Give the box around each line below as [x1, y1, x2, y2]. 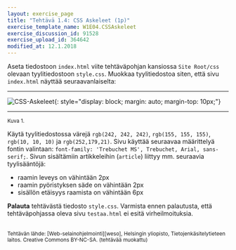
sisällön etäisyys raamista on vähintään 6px [17, 188, 144, 197]
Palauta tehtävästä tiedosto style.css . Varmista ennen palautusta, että [7, 202, 213, 210]
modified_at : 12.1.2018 [7, 43, 77, 50]
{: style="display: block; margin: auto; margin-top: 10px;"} [54, 98, 221, 105]
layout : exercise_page [7, 10, 74, 18]
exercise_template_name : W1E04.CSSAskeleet [7, 23, 137, 30]
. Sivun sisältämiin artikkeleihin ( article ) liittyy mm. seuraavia [25, 152, 205, 160]
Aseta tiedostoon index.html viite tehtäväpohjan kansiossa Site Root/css [7, 63, 220, 70]
